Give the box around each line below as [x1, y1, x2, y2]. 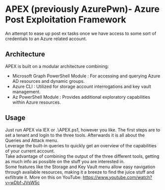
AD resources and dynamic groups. [12, 78, 85, 84]
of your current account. [5, 148, 55, 154]
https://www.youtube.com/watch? [82, 174, 153, 180]
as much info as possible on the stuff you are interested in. [5, 158, 125, 164]
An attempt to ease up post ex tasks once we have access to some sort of [5, 30, 157, 36]
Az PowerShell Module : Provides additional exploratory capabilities [12, 94, 150, 100]
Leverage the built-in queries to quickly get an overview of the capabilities [5, 142, 157, 148]
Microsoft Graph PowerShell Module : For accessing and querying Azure [12, 73, 161, 79]
